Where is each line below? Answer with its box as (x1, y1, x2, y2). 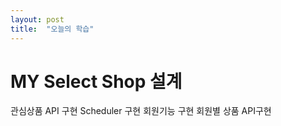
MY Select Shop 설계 (10, 70, 183, 93)
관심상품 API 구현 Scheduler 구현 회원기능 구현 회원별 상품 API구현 (10, 105, 272, 117)
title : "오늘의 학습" (10, 24, 95, 34)
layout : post (10, 14, 65, 25)
